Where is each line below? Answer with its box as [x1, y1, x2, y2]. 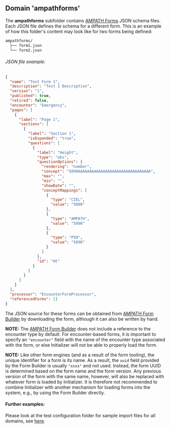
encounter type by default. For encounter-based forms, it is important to [5, 331, 156, 337]
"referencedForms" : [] [10, 296, 58, 301]
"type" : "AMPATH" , [50, 216, 90, 221]
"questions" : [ [27, 140, 60, 145]
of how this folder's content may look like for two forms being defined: [5, 28, 153, 35]
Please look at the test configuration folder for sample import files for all [5, 412, 156, 418]
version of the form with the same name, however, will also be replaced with [5, 373, 164, 379]
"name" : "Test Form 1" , [10, 79, 60, 84]
